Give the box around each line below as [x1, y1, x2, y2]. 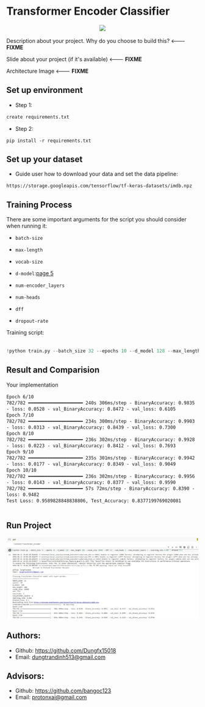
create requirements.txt [6, 114, 70, 120]
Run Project [6, 520, 52, 531]
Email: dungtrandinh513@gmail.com [15, 653, 106, 661]
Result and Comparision [6, 365, 99, 376]
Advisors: [6, 671, 45, 681]
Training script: [6, 329, 45, 336]
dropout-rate [15, 318, 49, 325]
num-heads [15, 295, 41, 301]
